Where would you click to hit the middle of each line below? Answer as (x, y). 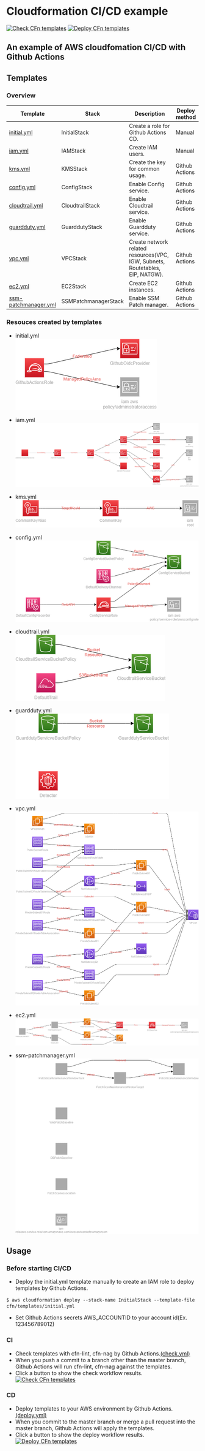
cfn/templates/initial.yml (41, 1306)
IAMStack (74, 151)
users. (137, 154)
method (186, 117)
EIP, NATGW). (146, 274)
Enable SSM (144, 298)
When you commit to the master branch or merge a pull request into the (105, 1422)
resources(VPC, (149, 255)
